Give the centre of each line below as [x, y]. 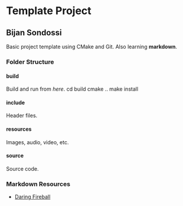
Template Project [49, 11]
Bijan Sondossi [34, 33]
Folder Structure [30, 62]
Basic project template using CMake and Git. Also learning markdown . [91, 46]
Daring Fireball [32, 197]
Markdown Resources [38, 184]
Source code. [22, 168]
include [16, 102]
